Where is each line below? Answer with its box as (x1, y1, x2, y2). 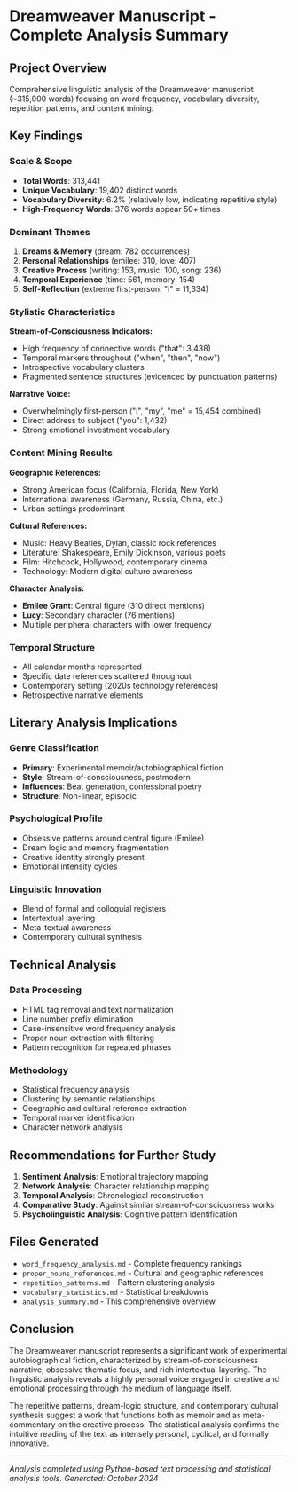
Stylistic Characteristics (9, 305, 116, 318)
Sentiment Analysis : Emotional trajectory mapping (21, 1171, 208, 1181)
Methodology (9, 1063, 69, 1076)
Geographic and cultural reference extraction (21, 1103, 188, 1114)
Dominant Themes (9, 225, 90, 238)
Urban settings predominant (21, 503, 126, 514)
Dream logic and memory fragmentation (21, 841, 169, 853)
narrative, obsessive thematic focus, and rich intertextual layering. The (9, 1364, 268, 1375)
